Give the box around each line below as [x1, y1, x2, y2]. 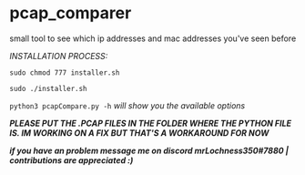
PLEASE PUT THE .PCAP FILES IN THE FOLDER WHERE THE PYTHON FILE [9, 118, 291, 129]
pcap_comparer [9, 3, 132, 24]
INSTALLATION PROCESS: [9, 50, 108, 61]
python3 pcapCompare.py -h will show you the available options [9, 99, 246, 111]
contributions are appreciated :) [9, 154, 134, 166]
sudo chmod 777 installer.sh [9, 67, 120, 77]
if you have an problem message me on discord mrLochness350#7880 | [9, 145, 290, 156]
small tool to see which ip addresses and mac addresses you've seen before [9, 33, 297, 44]
